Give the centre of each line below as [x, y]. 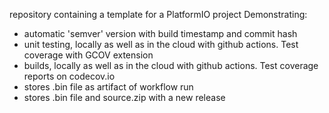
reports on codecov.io [69, 76]
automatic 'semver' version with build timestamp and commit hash [160, 33]
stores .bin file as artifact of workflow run [108, 87]
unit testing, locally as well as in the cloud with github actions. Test [161, 44]
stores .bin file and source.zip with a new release [124, 97]
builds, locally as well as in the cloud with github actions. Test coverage [171, 65]
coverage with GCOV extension [88, 55]
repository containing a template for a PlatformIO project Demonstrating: [158, 14]
